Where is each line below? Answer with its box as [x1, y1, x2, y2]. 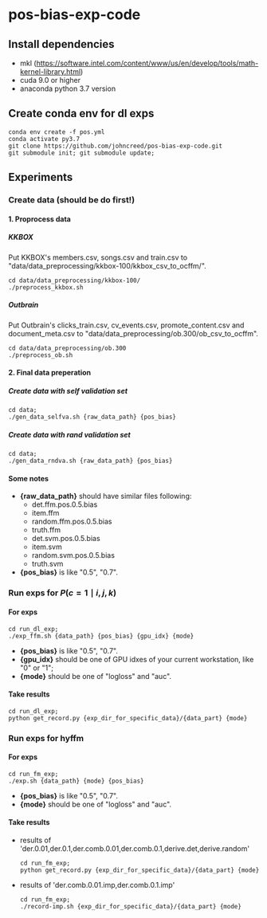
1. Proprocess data [8, 214, 72, 224]
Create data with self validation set [8, 386, 128, 395]
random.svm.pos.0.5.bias [31, 551, 116, 560]
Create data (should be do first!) [8, 194, 135, 206]
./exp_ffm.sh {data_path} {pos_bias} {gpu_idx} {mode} [8, 632, 194, 640]
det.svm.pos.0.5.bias [31, 534, 101, 543]
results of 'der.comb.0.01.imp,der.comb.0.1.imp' [19, 881, 175, 890]
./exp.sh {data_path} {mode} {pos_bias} [8, 777, 145, 785]
